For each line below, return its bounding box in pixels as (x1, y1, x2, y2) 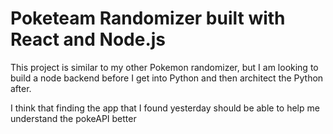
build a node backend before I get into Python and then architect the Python (10, 72, 324, 84)
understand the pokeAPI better (10, 112, 137, 124)
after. (10, 82, 32, 94)
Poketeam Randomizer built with (10, 7, 286, 30)
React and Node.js (10, 28, 167, 51)
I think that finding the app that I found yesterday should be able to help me (10, 102, 320, 114)
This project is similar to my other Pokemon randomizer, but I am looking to (10, 61, 319, 73)
